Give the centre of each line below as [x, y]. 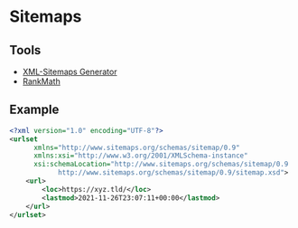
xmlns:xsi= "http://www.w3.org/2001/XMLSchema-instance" [140, 156]
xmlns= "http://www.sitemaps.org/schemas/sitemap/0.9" [137, 147]
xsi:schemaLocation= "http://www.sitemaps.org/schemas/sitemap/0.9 [161, 165]
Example [34, 110]
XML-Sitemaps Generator [70, 71]
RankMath [41, 81]
